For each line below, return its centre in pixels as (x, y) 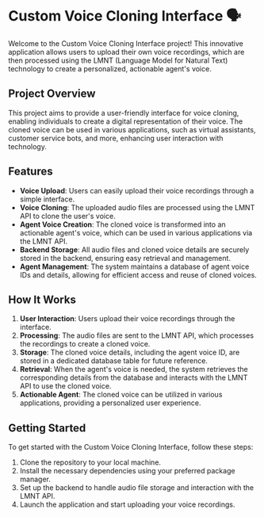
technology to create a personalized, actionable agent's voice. (110, 68)
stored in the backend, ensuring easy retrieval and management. (125, 258)
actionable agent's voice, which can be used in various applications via (136, 232)
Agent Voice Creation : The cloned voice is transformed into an (122, 224)
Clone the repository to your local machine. (90, 462)
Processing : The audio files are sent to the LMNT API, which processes (137, 335)
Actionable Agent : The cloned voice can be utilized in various (121, 395)
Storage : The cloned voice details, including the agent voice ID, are (130, 352)
